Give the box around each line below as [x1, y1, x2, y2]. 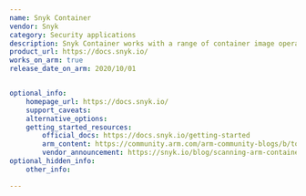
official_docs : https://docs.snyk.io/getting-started [42, 131, 250, 140]
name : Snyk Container [9, 13, 92, 23]
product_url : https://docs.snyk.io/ [9, 47, 148, 57]
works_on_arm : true [9, 56, 84, 65]
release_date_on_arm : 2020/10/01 [9, 65, 137, 74]
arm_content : [42, 139, 92, 149]
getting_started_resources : [25, 122, 132, 132]
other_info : [25, 165, 71, 174]
